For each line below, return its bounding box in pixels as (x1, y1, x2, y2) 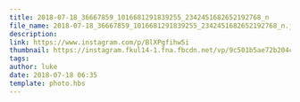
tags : (9, 54, 29, 63)
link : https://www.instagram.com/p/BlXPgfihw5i (9, 37, 190, 47)
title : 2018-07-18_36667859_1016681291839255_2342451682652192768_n (9, 12, 270, 22)
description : (9, 29, 58, 38)
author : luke (9, 63, 58, 72)
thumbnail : (9, 46, 50, 55)
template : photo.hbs (9, 79, 87, 88)
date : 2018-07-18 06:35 (9, 71, 98, 80)
